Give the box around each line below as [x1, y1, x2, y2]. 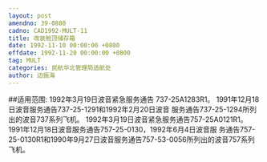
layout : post [8, 11, 52, 20]
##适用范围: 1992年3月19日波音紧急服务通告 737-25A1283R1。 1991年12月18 [8, 94, 260, 104]
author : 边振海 [8, 71, 55, 79]
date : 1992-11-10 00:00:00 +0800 [8, 42, 120, 50]
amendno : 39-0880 [8, 19, 67, 27]
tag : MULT [8, 57, 42, 65]
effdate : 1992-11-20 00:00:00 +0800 [8, 49, 131, 57]
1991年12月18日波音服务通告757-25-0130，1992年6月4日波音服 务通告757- [8, 124, 256, 134]
